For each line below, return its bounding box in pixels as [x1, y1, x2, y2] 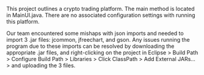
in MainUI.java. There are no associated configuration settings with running [6, 11, 195, 19]
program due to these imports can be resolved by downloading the [6, 42, 175, 50]
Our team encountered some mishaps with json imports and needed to [6, 30, 184, 37]
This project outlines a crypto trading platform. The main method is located [6, 5, 195, 12]
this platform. [6, 18, 40, 25]
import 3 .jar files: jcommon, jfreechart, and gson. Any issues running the [6, 36, 191, 43]
